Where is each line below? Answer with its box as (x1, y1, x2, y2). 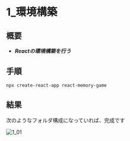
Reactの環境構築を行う (14, 48, 71, 54)
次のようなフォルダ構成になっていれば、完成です (6, 116, 125, 124)
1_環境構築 (6, 5, 57, 19)
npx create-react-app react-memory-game (6, 82, 108, 88)
